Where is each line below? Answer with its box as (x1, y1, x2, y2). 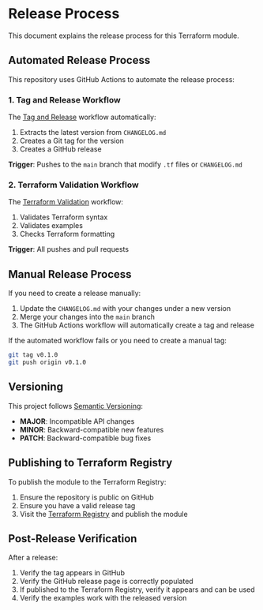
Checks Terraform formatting (19, 230, 115, 239)
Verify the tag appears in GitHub (19, 568, 125, 578)
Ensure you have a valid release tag (19, 500, 136, 510)
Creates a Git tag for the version (19, 136, 125, 146)
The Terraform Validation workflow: (8, 197, 124, 207)
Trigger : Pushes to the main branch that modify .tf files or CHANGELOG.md (8, 159, 242, 170)
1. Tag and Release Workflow (8, 94, 121, 105)
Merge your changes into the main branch (19, 312, 156, 322)
